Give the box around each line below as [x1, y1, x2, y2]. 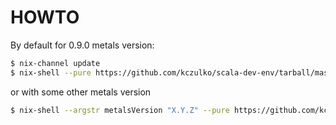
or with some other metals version [10, 86, 152, 98]
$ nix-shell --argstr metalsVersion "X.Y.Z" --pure [10, 105, 230, 115]
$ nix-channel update [10, 58, 101, 68]
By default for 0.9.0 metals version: [10, 39, 155, 51]
